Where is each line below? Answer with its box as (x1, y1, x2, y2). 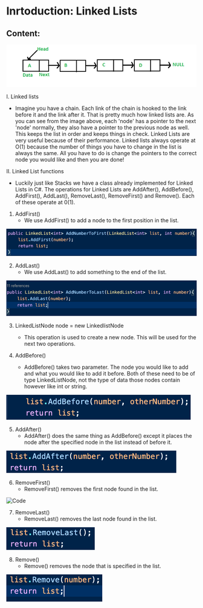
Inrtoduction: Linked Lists (6, 4, 138, 18)
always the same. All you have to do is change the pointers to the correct (14, 150, 197, 157)
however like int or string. (24, 383, 88, 390)
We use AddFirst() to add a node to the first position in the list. (24, 217, 179, 224)
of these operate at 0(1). (14, 199, 76, 206)
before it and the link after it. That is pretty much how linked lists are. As (14, 111, 195, 118)
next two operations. (24, 340, 76, 348)
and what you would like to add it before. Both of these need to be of (24, 370, 195, 377)
